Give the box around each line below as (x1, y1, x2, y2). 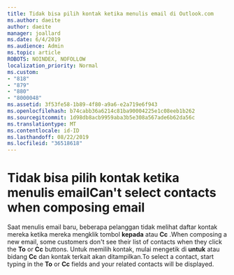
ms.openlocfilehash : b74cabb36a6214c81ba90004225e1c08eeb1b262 (7, 107, 196, 114)
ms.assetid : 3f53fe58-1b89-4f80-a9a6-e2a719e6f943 (7, 101, 158, 108)
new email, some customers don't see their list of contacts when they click (7, 238, 222, 246)
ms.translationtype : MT (7, 120, 77, 128)
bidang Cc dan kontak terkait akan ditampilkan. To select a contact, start (7, 253, 214, 261)
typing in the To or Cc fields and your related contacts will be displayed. (7, 260, 214, 269)
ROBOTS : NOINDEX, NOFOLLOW (7, 56, 86, 63)
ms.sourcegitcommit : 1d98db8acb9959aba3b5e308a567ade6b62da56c (7, 114, 196, 121)
